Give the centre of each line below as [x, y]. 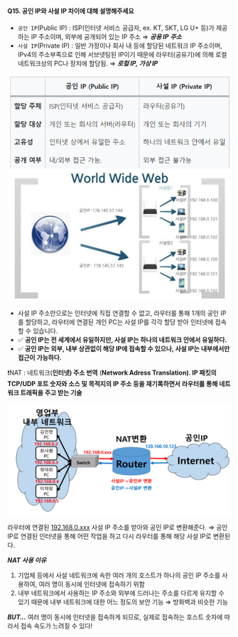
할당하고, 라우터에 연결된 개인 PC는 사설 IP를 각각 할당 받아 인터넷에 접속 [126, 322]
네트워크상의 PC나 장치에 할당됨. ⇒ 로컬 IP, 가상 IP [88, 63]
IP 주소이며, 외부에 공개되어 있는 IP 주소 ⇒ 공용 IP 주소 [107, 37]
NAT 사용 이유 [27, 560]
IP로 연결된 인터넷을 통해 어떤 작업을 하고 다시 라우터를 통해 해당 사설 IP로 [109, 536]
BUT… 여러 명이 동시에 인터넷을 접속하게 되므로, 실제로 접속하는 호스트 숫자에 [115, 617]
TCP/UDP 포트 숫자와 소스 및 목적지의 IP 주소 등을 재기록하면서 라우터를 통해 [113, 383]
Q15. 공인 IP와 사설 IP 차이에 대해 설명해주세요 [71, 11]
